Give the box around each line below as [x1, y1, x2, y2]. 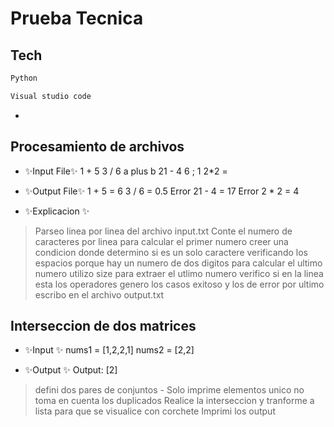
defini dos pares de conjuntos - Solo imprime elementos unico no [34, 384, 305, 396]
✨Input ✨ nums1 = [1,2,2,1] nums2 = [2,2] [24, 344, 195, 356]
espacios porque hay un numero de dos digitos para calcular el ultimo [34, 257, 323, 269]
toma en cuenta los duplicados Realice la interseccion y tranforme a [34, 395, 315, 407]
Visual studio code [10, 91, 92, 101]
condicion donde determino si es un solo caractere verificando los [34, 246, 308, 258]
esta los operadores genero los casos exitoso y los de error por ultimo [34, 278, 325, 290]
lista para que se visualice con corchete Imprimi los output [34, 405, 276, 417]
